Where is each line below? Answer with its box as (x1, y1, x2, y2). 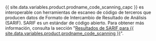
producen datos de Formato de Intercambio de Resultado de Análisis (5, 15, 146, 20)
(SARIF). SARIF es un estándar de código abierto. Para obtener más (5, 20, 144, 26)
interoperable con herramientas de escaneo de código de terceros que (5, 9, 151, 15)
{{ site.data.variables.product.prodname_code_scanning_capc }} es (5, 4, 144, 10)
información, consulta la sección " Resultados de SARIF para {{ (5, 25, 134, 31)
